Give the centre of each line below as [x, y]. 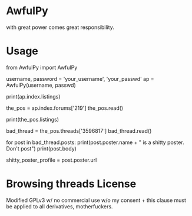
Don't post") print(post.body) [41, 148]
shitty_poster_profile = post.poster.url [52, 160]
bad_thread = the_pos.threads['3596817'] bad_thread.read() [79, 130]
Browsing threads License [71, 184]
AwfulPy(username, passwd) [41, 85]
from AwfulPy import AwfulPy [42, 67]
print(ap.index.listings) [33, 96]
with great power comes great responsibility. [60, 27]
